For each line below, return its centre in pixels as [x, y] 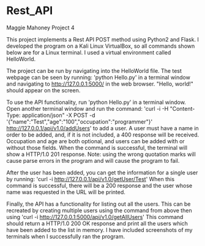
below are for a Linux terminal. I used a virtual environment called [89, 52]
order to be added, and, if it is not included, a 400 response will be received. [103, 135]
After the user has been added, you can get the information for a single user [102, 173]
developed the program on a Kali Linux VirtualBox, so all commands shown [101, 46]
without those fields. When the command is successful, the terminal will [97, 147]
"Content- [182, 108]
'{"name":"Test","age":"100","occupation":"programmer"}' [80, 121]
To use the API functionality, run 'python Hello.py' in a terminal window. [96, 102]
